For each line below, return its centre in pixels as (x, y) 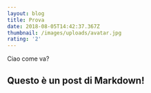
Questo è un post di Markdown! (76, 80)
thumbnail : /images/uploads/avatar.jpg (64, 33)
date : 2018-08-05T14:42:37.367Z (53, 26)
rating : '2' (24, 39)
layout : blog (26, 13)
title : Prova (26, 20)
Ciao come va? (28, 59)
